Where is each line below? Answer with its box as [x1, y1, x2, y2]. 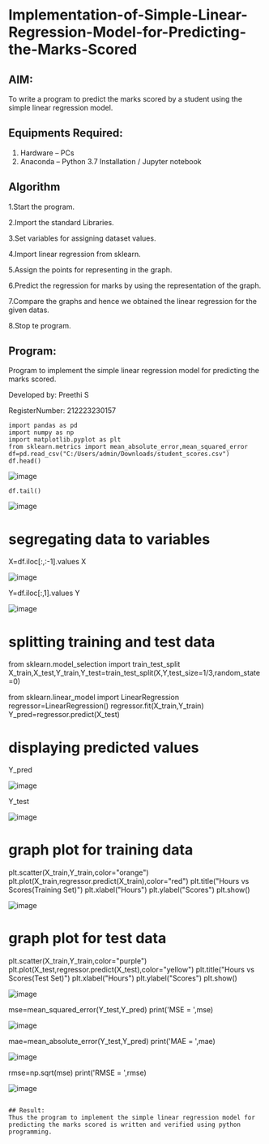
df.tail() [8, 487, 42, 495]
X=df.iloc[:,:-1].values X [8, 557, 87, 567]
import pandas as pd [8, 421, 79, 430]
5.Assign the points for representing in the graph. [8, 264, 173, 274]
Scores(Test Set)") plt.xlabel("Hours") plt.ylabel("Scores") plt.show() [8, 973, 237, 983]
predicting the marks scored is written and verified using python [8, 1120, 241, 1129]
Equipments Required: [8, 126, 123, 140]
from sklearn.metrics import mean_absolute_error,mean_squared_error [8, 443, 249, 451]
